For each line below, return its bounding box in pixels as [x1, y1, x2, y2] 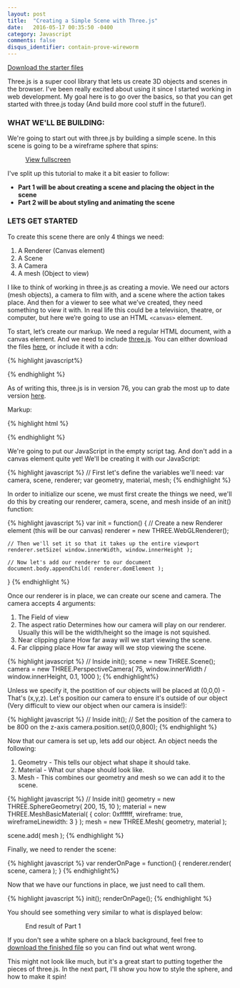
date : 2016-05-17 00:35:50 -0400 [7, 24, 114, 31]
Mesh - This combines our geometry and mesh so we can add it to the [17, 773, 225, 782]
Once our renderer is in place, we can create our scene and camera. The [7, 591, 221, 600]
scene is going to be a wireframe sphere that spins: [7, 141, 159, 150]
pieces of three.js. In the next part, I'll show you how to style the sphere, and [7, 964, 233, 973]
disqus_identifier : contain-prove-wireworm [7, 44, 139, 51]
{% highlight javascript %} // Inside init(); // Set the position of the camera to [7, 715, 232, 724]
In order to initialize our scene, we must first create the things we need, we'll [7, 489, 232, 498]
